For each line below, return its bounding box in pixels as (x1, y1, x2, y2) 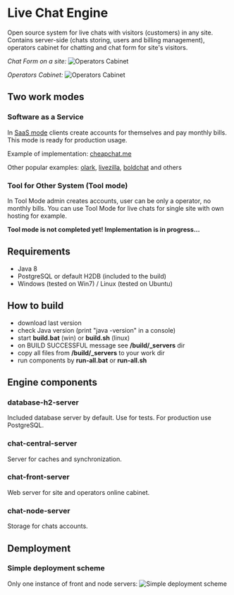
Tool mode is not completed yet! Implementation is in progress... (7, 225, 200, 233)
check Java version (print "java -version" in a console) (17, 326, 176, 334)
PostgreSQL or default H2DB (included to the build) (17, 271, 167, 280)
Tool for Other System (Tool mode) (7, 180, 128, 190)
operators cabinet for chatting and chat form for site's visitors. (7, 43, 188, 51)
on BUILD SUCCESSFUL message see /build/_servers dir (17, 341, 185, 350)
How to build (7, 300, 64, 312)
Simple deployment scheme (7, 563, 105, 573)
